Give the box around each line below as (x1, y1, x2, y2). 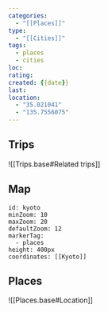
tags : (8, 42, 26, 50)
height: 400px (8, 246, 56, 254)
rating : (8, 71, 34, 79)
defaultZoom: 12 (8, 225, 62, 233)
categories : (8, 11, 48, 20)
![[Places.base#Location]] (8, 295, 94, 305)
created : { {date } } (8, 78, 69, 86)
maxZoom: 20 (8, 218, 48, 226)
